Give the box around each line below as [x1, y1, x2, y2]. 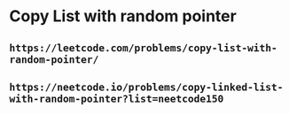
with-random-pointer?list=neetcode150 [9, 92, 224, 105]
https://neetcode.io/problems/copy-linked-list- [9, 80, 284, 94]
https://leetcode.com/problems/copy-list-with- [9, 42, 277, 54]
